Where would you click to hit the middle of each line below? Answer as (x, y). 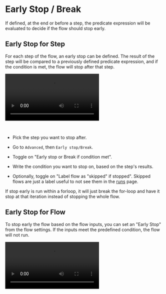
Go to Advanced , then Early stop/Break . (53, 147)
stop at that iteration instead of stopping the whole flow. (63, 196)
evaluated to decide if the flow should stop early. (55, 28)
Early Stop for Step (35, 44)
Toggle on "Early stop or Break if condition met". (62, 156)
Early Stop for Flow (35, 212)
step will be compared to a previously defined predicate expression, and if (82, 61)
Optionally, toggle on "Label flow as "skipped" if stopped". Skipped (81, 176)
